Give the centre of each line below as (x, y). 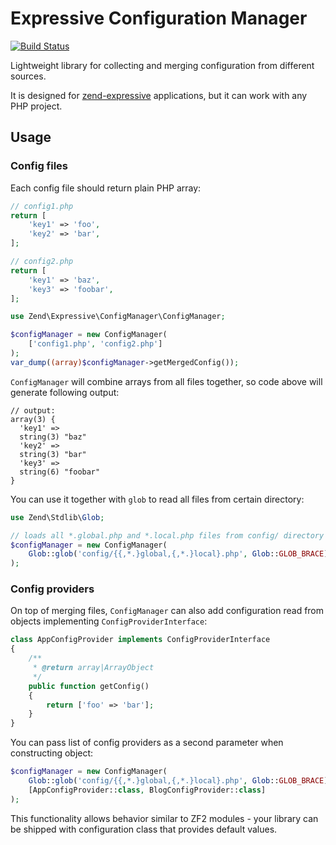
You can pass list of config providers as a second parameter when (147, 743)
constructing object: (52, 753)
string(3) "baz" (53, 437)
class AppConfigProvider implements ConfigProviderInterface (140, 640)
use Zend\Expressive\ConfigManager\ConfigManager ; (118, 317)
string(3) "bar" (53, 454)
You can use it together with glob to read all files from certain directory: (157, 499)
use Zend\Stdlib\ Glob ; (57, 517)
